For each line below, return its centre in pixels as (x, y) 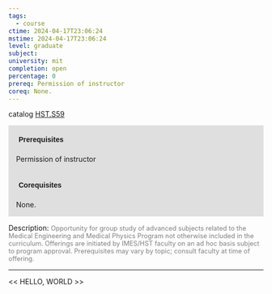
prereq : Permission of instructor (67, 83)
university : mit (36, 62)
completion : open (38, 69)
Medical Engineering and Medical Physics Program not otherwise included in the (131, 236)
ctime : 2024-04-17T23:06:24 (56, 31)
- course (30, 23)
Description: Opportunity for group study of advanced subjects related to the (127, 228)
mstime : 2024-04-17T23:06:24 (57, 38)
